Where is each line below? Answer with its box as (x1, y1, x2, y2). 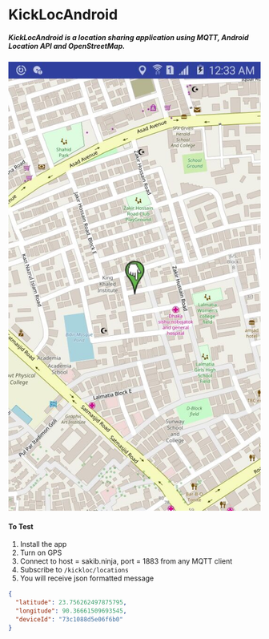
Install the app (19, 540, 67, 549)
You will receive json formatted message (19, 573, 155, 583)
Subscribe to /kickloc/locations (19, 565, 130, 575)
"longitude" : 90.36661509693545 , (15, 607, 127, 615)
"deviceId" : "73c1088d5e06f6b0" (15, 615, 124, 623)
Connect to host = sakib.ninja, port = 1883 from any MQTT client (19, 556, 233, 566)
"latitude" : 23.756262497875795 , (15, 599, 127, 607)
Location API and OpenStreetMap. (8, 41, 126, 51)
